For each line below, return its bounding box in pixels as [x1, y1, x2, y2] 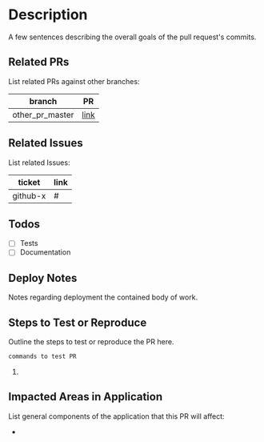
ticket [18, 176, 41, 187]
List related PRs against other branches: [8, 76, 140, 86]
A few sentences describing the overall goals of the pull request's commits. [8, 32, 257, 42]
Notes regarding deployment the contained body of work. [8, 292, 198, 302]
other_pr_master [12, 109, 74, 120]
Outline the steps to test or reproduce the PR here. [8, 337, 174, 347]
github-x [12, 190, 46, 201]
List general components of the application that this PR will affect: [8, 411, 226, 421]
